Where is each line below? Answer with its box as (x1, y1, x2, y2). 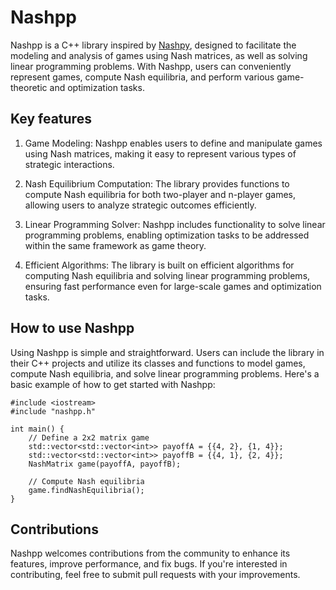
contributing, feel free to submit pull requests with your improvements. (10, 569, 301, 581)
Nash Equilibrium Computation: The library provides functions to (24, 177, 290, 190)
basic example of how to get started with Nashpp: (10, 378, 216, 390)
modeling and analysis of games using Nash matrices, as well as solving (10, 49, 308, 61)
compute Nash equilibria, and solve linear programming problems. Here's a (10, 367, 320, 380)
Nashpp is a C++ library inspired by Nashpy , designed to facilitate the (10, 39, 297, 51)
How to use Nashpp (10, 320, 135, 337)
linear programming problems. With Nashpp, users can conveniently (10, 60, 292, 72)
